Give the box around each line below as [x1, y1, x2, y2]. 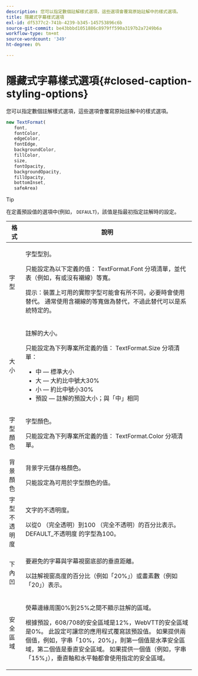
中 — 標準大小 [35, 368, 75, 376]
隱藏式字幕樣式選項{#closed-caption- [6, 75, 192, 88]
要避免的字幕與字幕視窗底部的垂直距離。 [25, 557, 138, 565]
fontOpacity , [14, 163, 46, 169]
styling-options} [6, 87, 88, 101]
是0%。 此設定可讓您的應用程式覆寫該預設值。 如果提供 [25, 627, 180, 636]
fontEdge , [14, 141, 38, 147]
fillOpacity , [14, 174, 46, 181]
